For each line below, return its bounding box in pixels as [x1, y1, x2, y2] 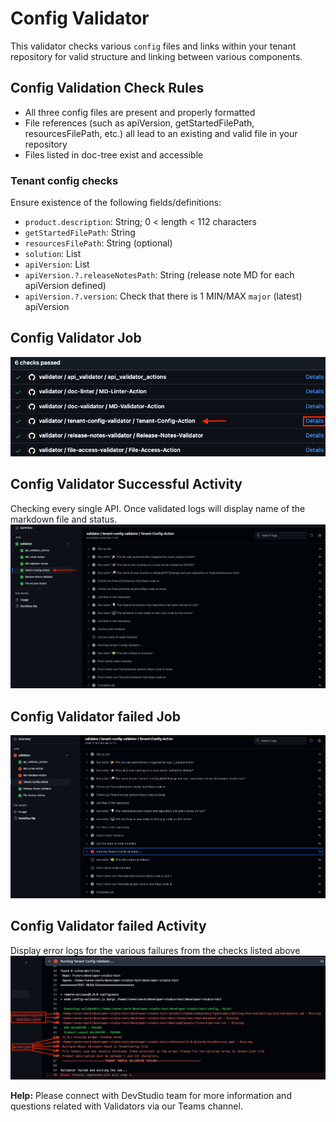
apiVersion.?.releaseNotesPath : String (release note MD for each [24, 269, 295, 281]
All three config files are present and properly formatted [24, 106, 256, 118]
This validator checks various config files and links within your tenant [10, 40, 297, 52]
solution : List [24, 248, 82, 260]
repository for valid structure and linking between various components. [10, 50, 303, 62]
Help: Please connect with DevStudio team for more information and [10, 1089, 292, 1101]
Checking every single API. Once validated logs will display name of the [10, 502, 306, 514]
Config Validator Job [10, 330, 142, 347]
